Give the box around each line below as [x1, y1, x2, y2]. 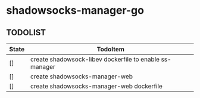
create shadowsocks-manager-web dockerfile [30, 82, 162, 90]
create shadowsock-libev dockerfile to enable [30, 55, 160, 63]
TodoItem [96, 45, 125, 53]
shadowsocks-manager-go [6, 4, 145, 17]
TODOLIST [6, 27, 46, 38]
